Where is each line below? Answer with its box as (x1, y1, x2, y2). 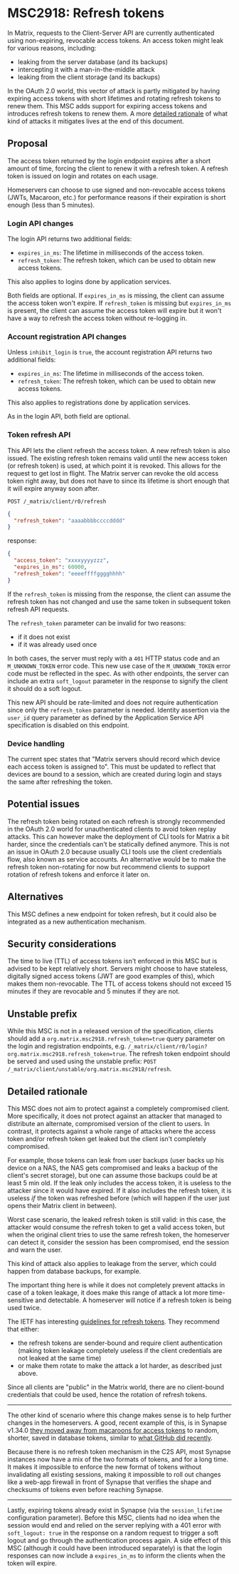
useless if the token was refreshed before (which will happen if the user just (7, 1194, 230, 1202)
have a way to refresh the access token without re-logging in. (7, 314, 187, 322)
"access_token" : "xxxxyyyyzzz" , (14, 557, 110, 564)
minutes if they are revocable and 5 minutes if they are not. (7, 987, 180, 996)
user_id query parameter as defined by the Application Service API (7, 713, 204, 722)
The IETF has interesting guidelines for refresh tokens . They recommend (7, 1317, 221, 1326)
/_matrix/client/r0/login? (127, 1043, 208, 1051)
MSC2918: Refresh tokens (7, 5, 165, 21)
